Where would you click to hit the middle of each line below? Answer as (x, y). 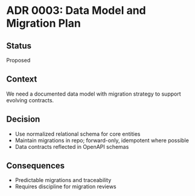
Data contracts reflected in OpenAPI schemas (72, 146)
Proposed (18, 60)
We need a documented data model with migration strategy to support (94, 94)
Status (19, 46)
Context (22, 79)
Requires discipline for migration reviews (66, 187)
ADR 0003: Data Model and (76, 11)
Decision (23, 119)
